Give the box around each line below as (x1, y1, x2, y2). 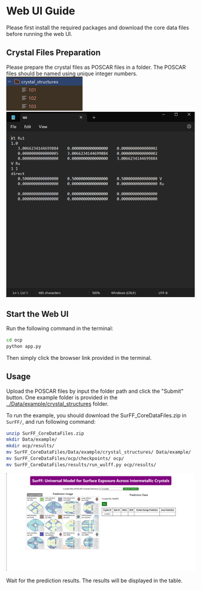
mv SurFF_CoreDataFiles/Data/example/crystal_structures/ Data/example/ (6, 450, 191, 456)
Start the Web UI (6, 309, 69, 319)
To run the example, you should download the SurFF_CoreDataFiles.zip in (6, 411, 187, 419)
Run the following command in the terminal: (6, 325, 114, 332)
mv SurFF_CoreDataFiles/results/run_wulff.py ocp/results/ (6, 461, 157, 467)
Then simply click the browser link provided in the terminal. (6, 354, 152, 361)
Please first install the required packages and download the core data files (6, 24, 190, 31)
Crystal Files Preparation (6, 48, 100, 58)
